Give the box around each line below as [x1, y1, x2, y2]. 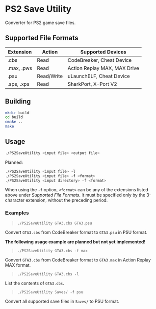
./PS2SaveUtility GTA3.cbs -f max [17, 248, 88, 253]
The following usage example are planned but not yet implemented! [5, 239, 146, 245]
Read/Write [36, 73, 63, 79]
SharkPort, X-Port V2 [67, 80, 118, 87]
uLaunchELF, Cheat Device [67, 73, 130, 79]
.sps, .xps [7, 80, 29, 87]
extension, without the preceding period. [26, 197, 108, 203]
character [5, 197, 25, 203]
